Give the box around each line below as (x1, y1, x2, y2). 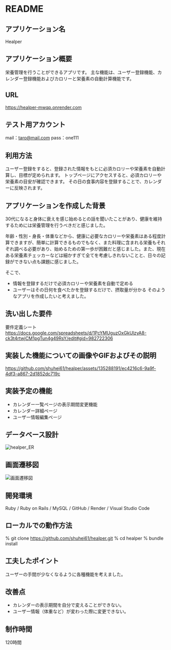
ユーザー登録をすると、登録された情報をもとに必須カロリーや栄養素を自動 (5, 166, 161, 172)
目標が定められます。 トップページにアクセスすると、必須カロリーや (18, 172, 162, 178)
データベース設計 (5, 430, 59, 439)
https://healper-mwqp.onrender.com (5, 104, 82, 110)
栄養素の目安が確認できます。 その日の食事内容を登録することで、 (5, 178, 144, 184)
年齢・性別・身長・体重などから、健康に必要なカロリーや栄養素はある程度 (5, 233, 161, 239)
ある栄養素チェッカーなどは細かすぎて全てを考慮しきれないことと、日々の (5, 252, 161, 259)
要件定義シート (5, 324, 37, 330)
